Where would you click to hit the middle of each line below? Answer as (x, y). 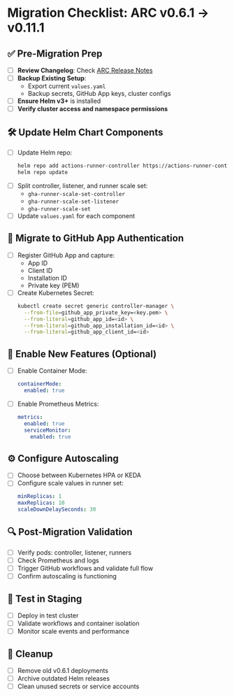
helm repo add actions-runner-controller (78, 166)
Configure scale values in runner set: (71, 483)
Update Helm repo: (45, 152)
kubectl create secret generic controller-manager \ (96, 306)
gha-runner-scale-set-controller (76, 194)
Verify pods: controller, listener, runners (74, 552)
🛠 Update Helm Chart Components (85, 132)
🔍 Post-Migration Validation (70, 532)
